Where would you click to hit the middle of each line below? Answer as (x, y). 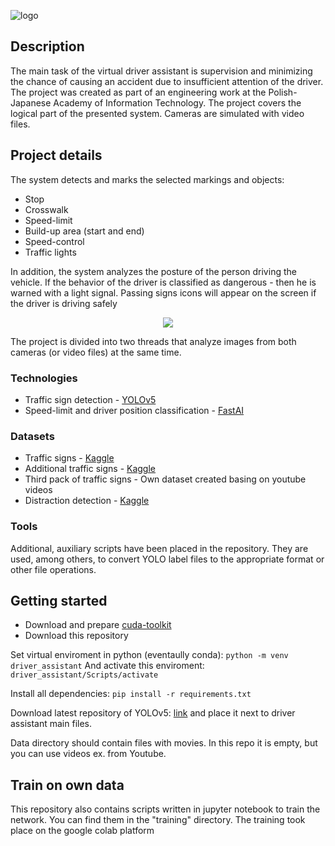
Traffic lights (50, 252)
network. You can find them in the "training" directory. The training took (158, 820)
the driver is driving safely (64, 303)
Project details (56, 155)
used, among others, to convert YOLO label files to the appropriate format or (167, 559)
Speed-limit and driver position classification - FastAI (134, 410)
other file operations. (53, 569)
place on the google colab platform (82, 831)
